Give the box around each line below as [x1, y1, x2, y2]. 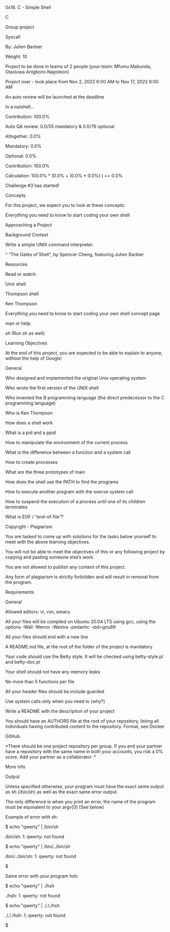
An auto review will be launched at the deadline [5, 94, 105, 100]
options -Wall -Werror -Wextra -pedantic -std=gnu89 [5, 624, 116, 630]
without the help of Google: [5, 355, 62, 361]
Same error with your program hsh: [5, 873, 79, 879]
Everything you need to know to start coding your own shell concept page [5, 310, 160, 317]
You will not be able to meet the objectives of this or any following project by [5, 549, 165, 554]
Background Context [5, 232, 49, 238]
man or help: [5, 320, 32, 326]
